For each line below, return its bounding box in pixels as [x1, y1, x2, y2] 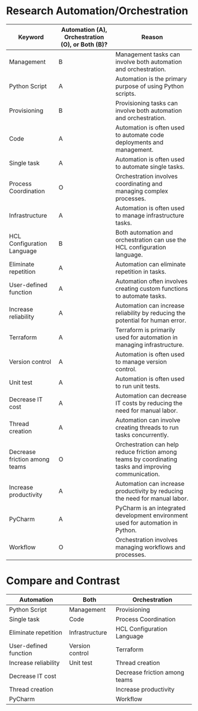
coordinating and [115, 179, 163, 187]
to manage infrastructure [115, 211, 184, 219]
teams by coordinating [115, 455, 178, 463]
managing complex [115, 187, 169, 195]
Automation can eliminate [115, 260, 186, 268]
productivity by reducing [115, 486, 184, 495]
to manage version [115, 358, 167, 366]
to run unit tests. [115, 382, 160, 390]
